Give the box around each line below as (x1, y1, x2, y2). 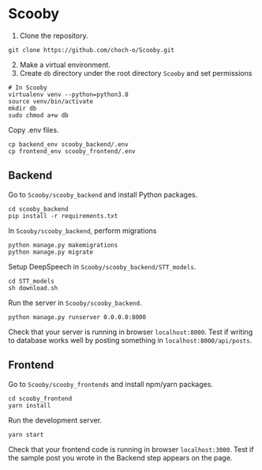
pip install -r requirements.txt (8, 212, 118, 220)
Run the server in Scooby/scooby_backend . (8, 298, 142, 307)
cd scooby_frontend (8, 394, 73, 403)
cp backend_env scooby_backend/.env (8, 140, 129, 149)
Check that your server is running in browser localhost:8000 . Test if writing (8, 327, 253, 337)
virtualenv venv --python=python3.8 (8, 90, 129, 99)
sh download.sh (8, 284, 58, 292)
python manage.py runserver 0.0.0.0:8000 (8, 313, 147, 321)
